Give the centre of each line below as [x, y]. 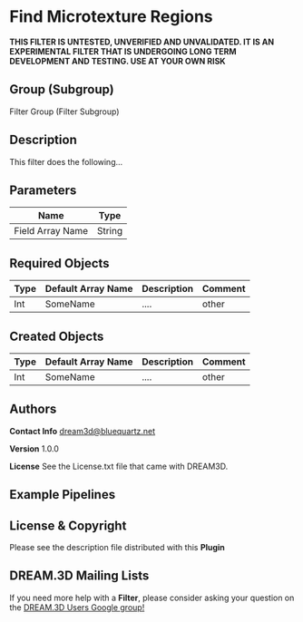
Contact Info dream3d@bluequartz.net [83, 431]
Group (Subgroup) [62, 89]
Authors [33, 409]
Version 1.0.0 [34, 448]
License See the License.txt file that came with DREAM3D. [119, 466]
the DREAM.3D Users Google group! [77, 607]
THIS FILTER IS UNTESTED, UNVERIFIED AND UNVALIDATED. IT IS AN [142, 42]
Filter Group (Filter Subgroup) [64, 112]
